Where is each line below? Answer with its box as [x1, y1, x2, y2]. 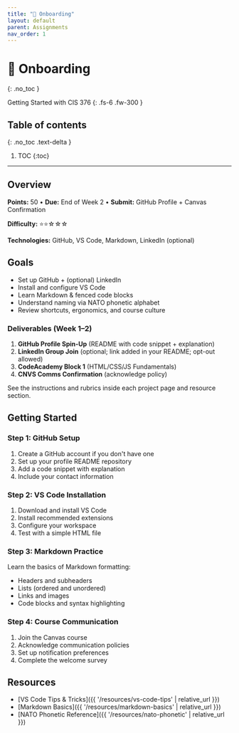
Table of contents [7, 119, 87, 131]
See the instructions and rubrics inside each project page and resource [7, 384, 216, 392]
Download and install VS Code [17, 506, 107, 515]
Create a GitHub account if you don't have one [17, 449, 154, 458]
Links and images [17, 591, 70, 600]
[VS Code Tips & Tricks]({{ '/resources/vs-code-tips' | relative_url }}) [17, 695, 221, 704]
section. [7, 391, 31, 399]
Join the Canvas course [17, 633, 87, 641]
